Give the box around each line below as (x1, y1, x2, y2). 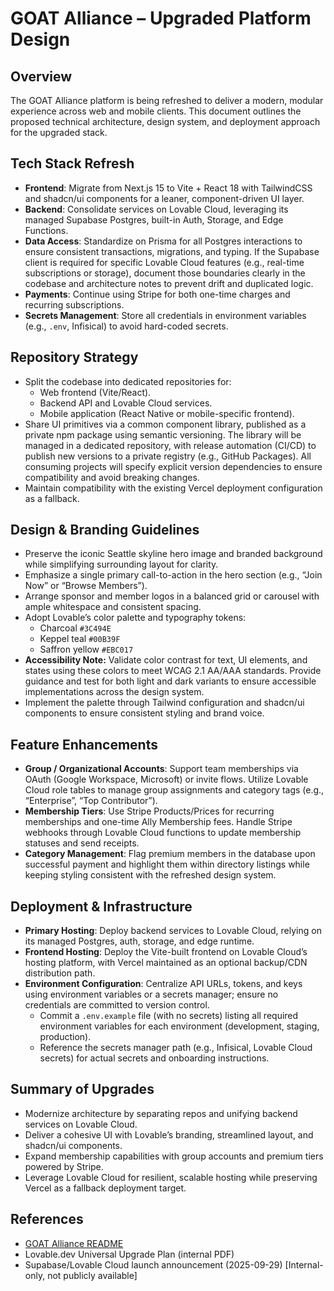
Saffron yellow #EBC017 (39, 643, 134, 656)
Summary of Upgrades (10, 1081, 155, 1098)
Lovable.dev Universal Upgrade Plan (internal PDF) (24, 1248, 235, 1260)
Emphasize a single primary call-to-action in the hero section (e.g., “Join (24, 569, 323, 581)
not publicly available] (47, 1269, 138, 1281)
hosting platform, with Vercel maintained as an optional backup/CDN (24, 957, 308, 969)
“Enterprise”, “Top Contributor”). (24, 795, 158, 807)
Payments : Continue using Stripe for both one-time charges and (24, 288, 291, 300)
